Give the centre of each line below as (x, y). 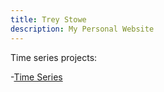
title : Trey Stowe (48, 19)
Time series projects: (54, 57)
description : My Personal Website (82, 29)
